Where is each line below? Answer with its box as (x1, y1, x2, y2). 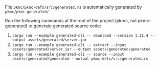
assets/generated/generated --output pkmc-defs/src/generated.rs (12, 56, 148, 61)
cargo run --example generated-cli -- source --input (12, 52, 124, 57)
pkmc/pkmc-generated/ (5, 9, 49, 14)
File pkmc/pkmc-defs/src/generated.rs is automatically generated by (5, 4, 142, 10)
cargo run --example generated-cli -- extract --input (12, 43, 127, 48)
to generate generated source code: (28, 23, 101, 29)
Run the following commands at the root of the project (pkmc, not (5, 18, 137, 23)
